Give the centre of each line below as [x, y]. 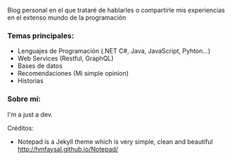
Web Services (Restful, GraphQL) [65, 58]
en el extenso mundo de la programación [67, 18]
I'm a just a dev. [30, 114]
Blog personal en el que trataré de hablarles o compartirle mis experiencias [116, 10]
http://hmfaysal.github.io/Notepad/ [67, 149]
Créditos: [20, 128]
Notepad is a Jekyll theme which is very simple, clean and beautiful [115, 141]
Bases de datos [40, 66]
